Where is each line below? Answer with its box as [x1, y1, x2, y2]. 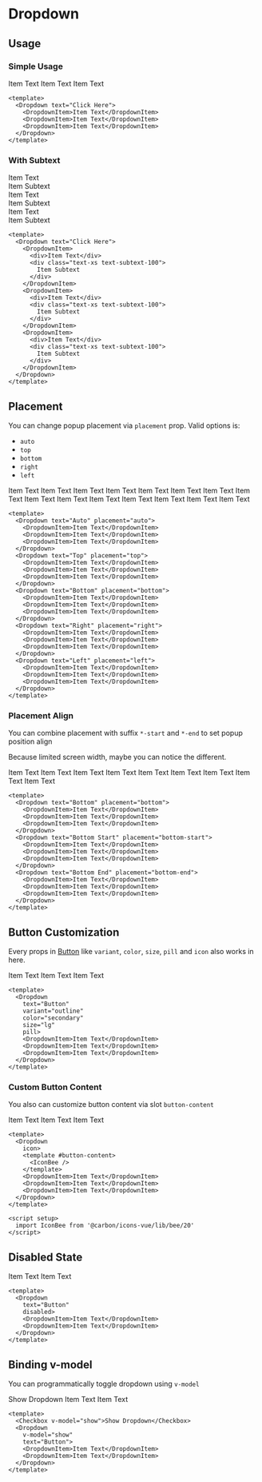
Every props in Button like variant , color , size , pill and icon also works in [8, 947, 254, 957]
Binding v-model [8, 1357, 93, 1372]
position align [8, 737, 53, 746]
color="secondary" [22, 1014, 84, 1022]
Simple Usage [8, 61, 64, 72]
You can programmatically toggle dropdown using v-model [8, 1379, 200, 1388]
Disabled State [8, 1250, 83, 1264]
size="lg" [22, 1021, 56, 1029]
